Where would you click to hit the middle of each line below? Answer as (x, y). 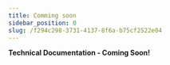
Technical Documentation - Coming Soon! (79, 53)
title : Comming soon (43, 15)
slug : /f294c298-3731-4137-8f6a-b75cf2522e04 (85, 30)
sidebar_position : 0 (43, 23)
